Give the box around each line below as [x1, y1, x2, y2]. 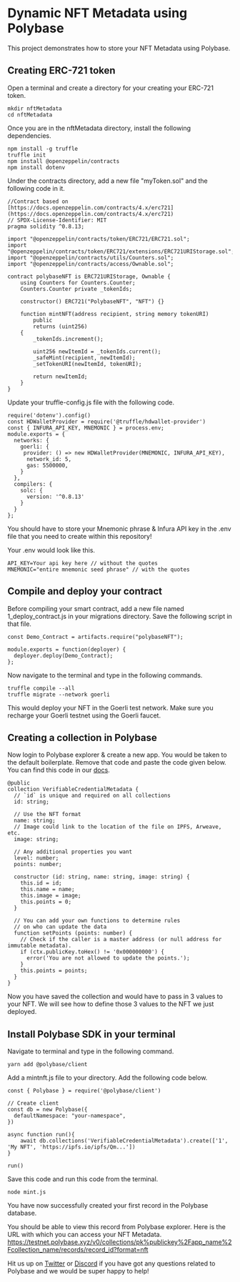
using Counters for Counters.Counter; [20, 279, 136, 287]
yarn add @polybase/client [7, 1061, 88, 1068]
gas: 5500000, [26, 462, 69, 469]
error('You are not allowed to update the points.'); [26, 955, 191, 962]
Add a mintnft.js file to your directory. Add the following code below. [7, 1073, 208, 1082]
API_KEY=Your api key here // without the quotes [7, 560, 159, 567]
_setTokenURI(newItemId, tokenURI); [33, 360, 142, 367]
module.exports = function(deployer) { [7, 645, 126, 653]
